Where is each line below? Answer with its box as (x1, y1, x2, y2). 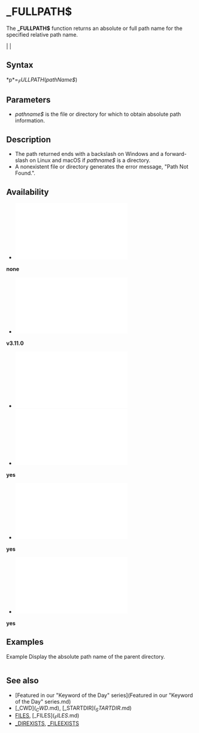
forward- (164, 151, 187, 158)
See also (6, 675, 39, 686)
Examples (6, 637, 44, 647)
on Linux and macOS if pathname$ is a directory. (29, 157, 151, 164)
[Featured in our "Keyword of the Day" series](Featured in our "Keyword (14, 692, 194, 699)
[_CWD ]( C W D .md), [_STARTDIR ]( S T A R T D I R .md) (14, 704, 132, 713)
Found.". (14, 170, 36, 177)
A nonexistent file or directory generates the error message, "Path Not (14, 163, 189, 170)
